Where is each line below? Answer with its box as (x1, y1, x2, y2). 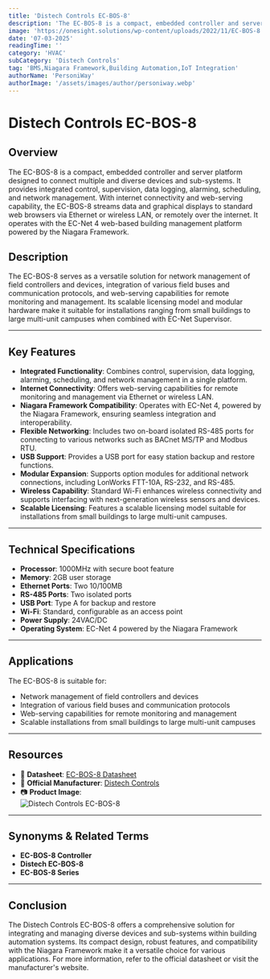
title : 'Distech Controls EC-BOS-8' (8, 11, 131, 20)
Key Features (8, 345, 76, 359)
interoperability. (19, 418, 72, 427)
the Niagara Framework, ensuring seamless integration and (19, 409, 217, 419)
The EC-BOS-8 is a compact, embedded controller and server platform (8, 167, 243, 177)
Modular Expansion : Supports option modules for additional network (19, 469, 249, 479)
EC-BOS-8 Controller (19, 850, 92, 861)
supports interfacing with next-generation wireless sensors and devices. (19, 495, 260, 504)
